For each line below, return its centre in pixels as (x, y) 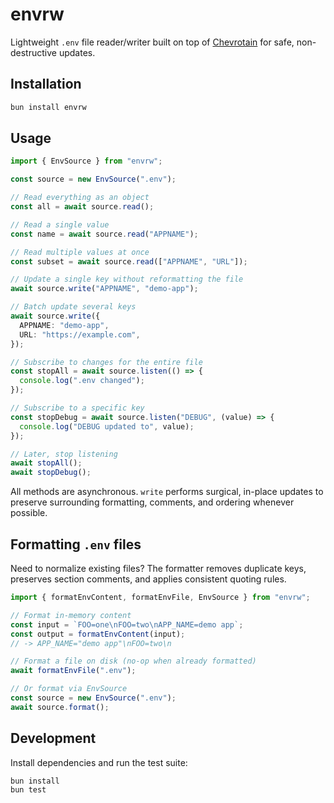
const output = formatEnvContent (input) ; (98, 634)
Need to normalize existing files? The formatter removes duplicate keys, (158, 568)
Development (53, 738)
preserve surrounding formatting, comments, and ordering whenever (152, 502)
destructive (33, 52)
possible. (29, 513)
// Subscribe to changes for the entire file (106, 362)
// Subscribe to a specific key (77, 408)
